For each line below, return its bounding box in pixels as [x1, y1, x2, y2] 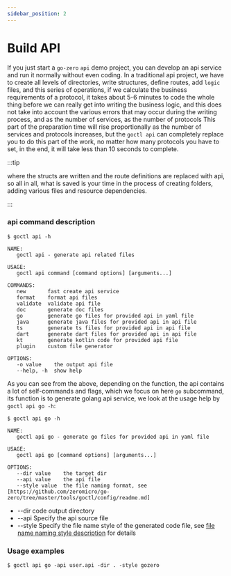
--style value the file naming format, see [16, 482, 148, 489]
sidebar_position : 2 [7, 10, 67, 17]
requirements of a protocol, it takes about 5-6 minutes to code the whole [7, 93, 215, 101]
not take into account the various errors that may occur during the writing [7, 107, 217, 116]
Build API [7, 40, 61, 56]
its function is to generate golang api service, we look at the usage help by [7, 394, 221, 403]
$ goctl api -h [7, 233, 51, 240]
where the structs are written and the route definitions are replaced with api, [7, 171, 225, 180]
